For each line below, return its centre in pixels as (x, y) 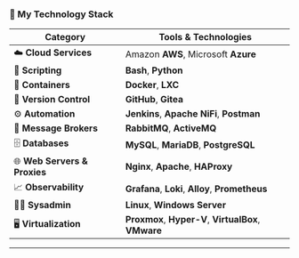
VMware (144, 230)
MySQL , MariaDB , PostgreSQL (190, 144)
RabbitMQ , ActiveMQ (171, 128)
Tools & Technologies (205, 37)
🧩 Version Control (52, 100)
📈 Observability (49, 188)
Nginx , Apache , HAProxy (179, 166)
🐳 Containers (42, 85)
